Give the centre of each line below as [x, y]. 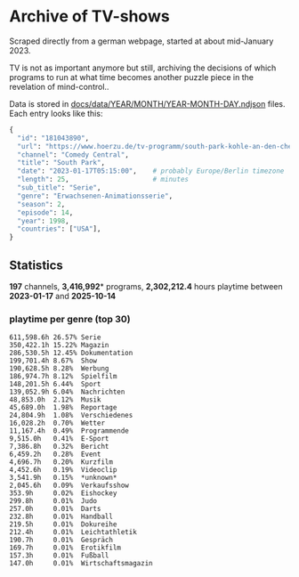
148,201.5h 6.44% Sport [55, 385]
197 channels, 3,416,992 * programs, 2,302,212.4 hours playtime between [146, 286]
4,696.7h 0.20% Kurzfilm [61, 462]
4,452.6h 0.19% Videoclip [63, 470]
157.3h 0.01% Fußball [59, 556]
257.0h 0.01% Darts [55, 509]
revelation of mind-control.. [59, 86]
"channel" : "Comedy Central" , [73, 154]
